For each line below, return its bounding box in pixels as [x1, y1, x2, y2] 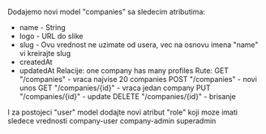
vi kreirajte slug [19, 49, 71, 58]
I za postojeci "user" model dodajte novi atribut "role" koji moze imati [7, 107, 238, 117]
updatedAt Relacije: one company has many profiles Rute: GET [19, 66, 229, 76]
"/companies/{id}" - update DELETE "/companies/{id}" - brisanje [19, 92, 236, 101]
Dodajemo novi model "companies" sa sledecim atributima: [7, 7, 206, 16]
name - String [19, 23, 66, 32]
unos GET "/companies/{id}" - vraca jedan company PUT [19, 83, 212, 93]
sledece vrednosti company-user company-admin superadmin [7, 116, 217, 125]
